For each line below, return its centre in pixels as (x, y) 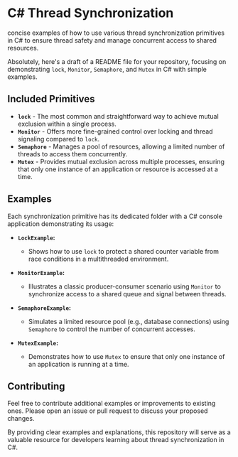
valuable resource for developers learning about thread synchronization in (116, 440)
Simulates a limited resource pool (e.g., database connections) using (129, 321)
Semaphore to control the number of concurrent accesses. (112, 329)
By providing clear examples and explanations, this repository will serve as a (119, 432)
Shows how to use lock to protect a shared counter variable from (123, 251)
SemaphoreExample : (44, 308)
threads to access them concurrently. (72, 154)
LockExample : (36, 237)
